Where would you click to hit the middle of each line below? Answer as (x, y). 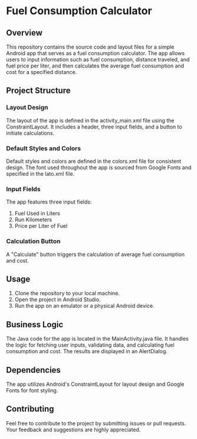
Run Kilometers (33, 220)
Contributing (30, 409)
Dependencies (33, 370)
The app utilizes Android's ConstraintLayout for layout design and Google (95, 384)
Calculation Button (33, 241)
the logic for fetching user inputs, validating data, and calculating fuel (91, 345)
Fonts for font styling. (32, 390)
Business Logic (35, 325)
